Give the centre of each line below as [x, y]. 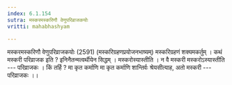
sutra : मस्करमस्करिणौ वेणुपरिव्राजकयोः [48, 20]
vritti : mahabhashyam [39, 26]
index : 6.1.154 [29, 13]
